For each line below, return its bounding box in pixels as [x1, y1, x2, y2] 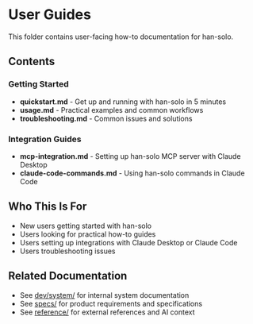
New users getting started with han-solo [19, 221, 152, 230]
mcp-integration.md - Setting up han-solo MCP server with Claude [19, 151, 241, 160]
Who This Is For [8, 200, 87, 214]
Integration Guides [8, 133, 82, 145]
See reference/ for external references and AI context [19, 307, 196, 317]
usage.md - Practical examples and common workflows [19, 105, 204, 114]
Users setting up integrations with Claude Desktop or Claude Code [19, 237, 238, 247]
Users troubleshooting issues [19, 246, 117, 256]
